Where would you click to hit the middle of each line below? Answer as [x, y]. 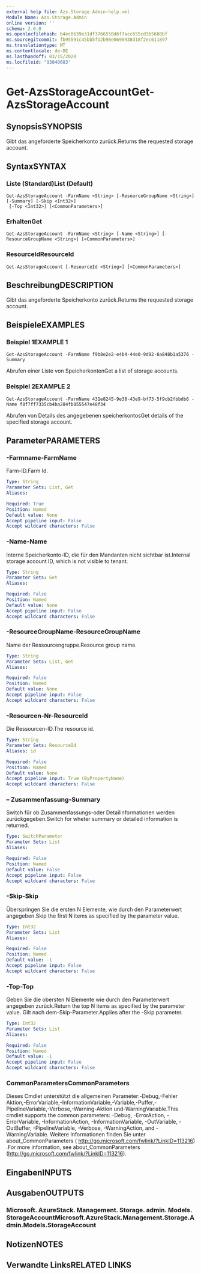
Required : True [25, 504]
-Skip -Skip [22, 896]
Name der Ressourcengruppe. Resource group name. [71, 645]
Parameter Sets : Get [32, 578]
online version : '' [31, 23]
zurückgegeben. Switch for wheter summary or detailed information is [92, 819]
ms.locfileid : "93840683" [38, 62]
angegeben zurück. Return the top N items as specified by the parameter [96, 1006]
